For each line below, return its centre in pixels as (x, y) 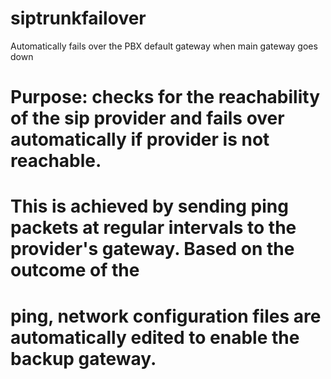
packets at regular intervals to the (153, 228)
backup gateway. (83, 358)
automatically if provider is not (140, 139)
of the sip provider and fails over (147, 118)
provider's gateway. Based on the (152, 249)
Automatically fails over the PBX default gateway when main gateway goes (164, 46)
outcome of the (75, 270)
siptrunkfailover (78, 18)
